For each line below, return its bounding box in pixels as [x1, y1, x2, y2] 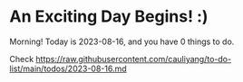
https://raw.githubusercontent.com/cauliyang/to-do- [35, 53, 232, 64]
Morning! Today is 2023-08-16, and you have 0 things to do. [9, 36, 235, 47]
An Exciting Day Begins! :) [9, 6, 209, 27]
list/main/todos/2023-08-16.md [9, 63, 127, 74]
